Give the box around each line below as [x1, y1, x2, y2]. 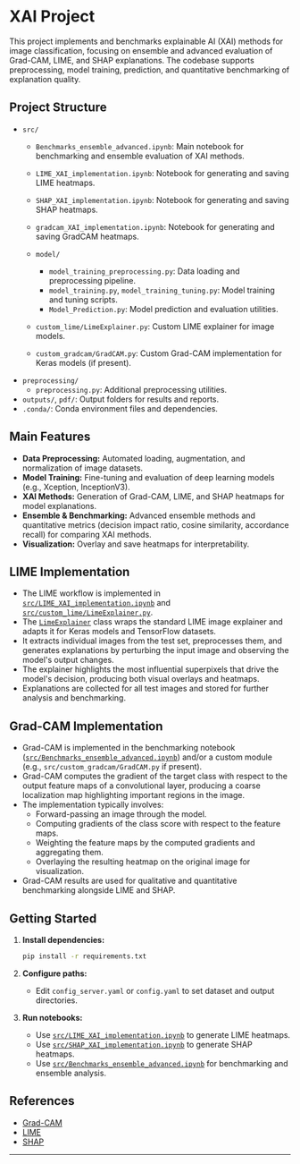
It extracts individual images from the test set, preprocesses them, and [21, 635, 283, 646]
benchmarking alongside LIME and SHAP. [21, 885, 176, 896]
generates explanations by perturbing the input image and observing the [21, 645, 289, 656]
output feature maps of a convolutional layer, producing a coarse [21, 780, 261, 791]
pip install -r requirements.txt [21, 952, 147, 961]
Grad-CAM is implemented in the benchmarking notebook [21, 743, 236, 753]
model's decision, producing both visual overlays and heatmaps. [21, 674, 260, 684]
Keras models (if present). [35, 357, 132, 368]
